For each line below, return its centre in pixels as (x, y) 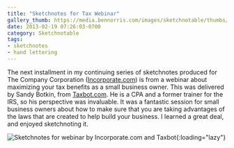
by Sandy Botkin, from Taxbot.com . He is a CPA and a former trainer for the (115, 94)
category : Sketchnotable (43, 33)
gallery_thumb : (29, 20)
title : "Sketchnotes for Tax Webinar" (63, 14)
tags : (15, 40)
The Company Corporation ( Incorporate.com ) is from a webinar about (107, 79)
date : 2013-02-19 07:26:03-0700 (54, 26)
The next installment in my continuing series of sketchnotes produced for (112, 72)
